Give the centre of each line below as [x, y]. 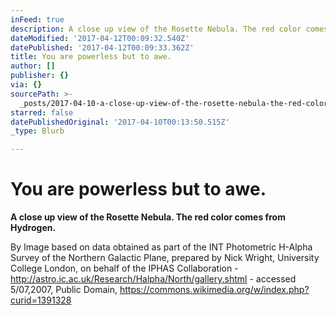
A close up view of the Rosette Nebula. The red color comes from [148, 217]
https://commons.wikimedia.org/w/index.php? [214, 290]
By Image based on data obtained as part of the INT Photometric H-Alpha [161, 247]
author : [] [33, 66]
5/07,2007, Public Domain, [64, 290]
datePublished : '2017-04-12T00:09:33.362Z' [102, 47]
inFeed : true [37, 19]
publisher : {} [40, 76]
